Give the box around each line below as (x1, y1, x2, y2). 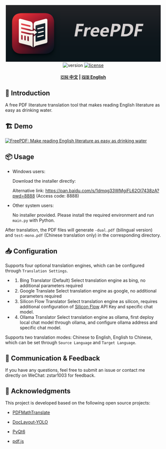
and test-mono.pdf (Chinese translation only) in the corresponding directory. (5, 232, 161, 238)
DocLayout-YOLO (12, 419, 48, 425)
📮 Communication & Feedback (5, 354, 100, 362)
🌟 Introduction (5, 89, 51, 97)
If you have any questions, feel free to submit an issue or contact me (5, 367, 145, 373)
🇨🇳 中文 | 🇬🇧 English (60, 74, 107, 80)
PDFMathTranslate (12, 409, 51, 415)
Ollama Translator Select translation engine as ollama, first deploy (19, 314, 154, 320)
